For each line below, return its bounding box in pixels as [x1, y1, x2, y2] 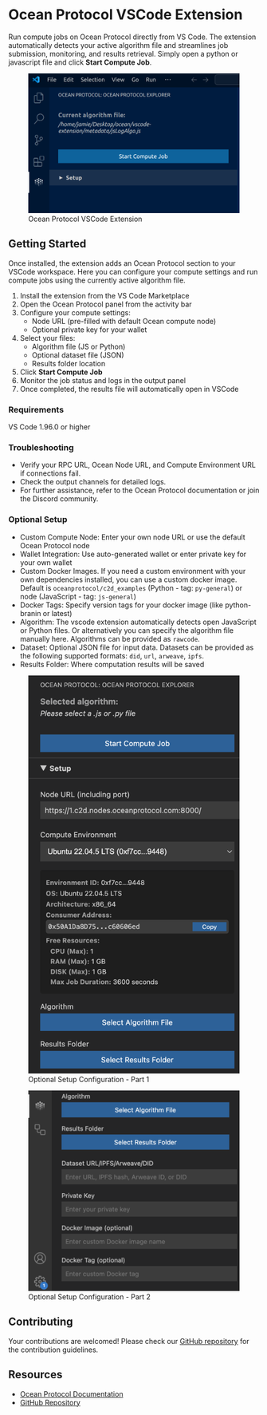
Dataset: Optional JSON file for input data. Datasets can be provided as [19, 642, 254, 652]
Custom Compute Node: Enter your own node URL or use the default [19, 532, 245, 542]
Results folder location [31, 358, 106, 368]
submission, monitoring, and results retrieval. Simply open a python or [8, 49, 238, 58]
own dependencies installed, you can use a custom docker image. [19, 575, 238, 584]
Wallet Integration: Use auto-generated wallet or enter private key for [19, 549, 247, 559]
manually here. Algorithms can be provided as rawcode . [19, 634, 201, 643]
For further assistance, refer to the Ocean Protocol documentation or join [19, 485, 260, 496]
